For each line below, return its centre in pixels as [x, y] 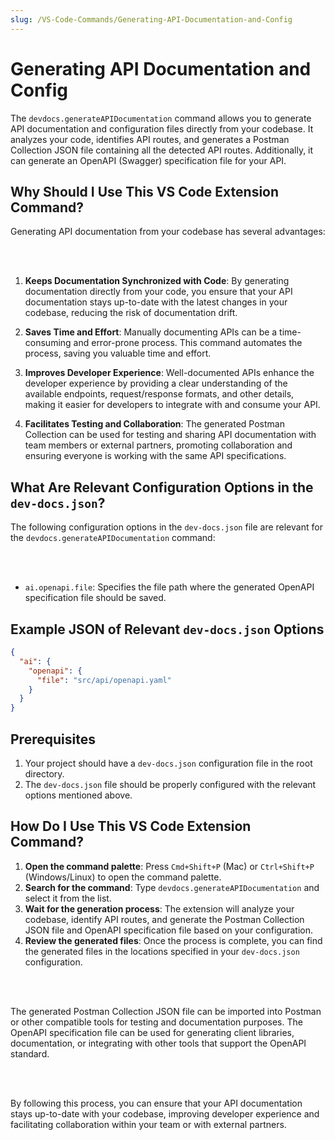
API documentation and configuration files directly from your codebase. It [162, 128]
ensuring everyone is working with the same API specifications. [155, 456]
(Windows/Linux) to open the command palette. [123, 877]
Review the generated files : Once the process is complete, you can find [173, 940]
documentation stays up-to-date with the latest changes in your [156, 302]
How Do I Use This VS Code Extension [131, 826]
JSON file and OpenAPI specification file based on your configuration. [169, 930]
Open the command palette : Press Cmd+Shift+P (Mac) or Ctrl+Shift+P [169, 866]
